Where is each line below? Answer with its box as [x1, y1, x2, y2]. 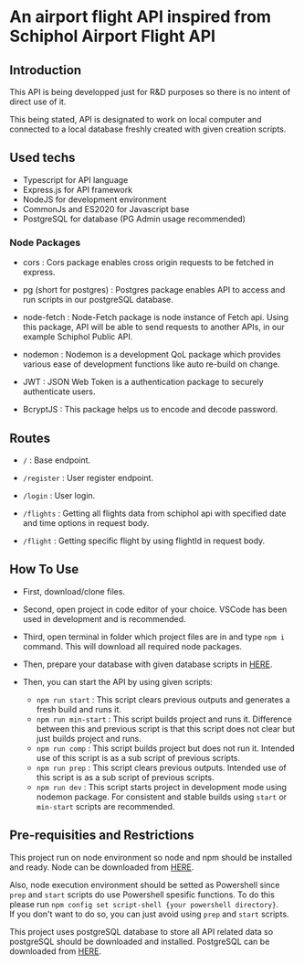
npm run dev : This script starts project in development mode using [36, 781, 288, 792]
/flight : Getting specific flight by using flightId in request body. [22, 535, 266, 546]
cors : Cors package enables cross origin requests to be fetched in [22, 257, 274, 268]
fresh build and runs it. [36, 703, 121, 714]
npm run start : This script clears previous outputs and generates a [36, 693, 290, 705]
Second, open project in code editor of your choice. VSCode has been [22, 604, 288, 615]
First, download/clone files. [22, 585, 126, 596]
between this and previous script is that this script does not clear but [36, 723, 295, 734]
